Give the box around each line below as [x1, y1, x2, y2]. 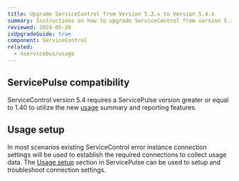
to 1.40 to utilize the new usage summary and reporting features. [7, 103, 197, 111]
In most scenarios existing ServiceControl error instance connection [7, 143, 208, 151]
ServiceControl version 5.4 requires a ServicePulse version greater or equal [7, 95, 229, 104]
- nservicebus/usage [14, 51, 75, 58]
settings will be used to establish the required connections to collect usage [7, 150, 227, 159]
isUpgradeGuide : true [7, 30, 72, 38]
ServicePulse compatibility [7, 76, 130, 89]
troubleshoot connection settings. [7, 165, 107, 174]
